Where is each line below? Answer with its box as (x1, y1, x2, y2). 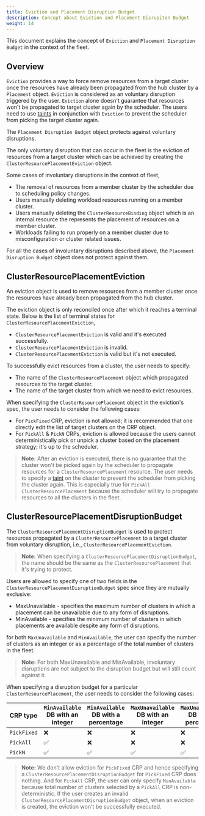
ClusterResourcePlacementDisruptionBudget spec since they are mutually (6, 584, 190, 591)
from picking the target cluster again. (6, 117, 99, 124)
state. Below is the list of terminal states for (6, 312, 115, 320)
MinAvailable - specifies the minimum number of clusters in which (15, 615, 181, 622)
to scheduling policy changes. (15, 190, 91, 197)
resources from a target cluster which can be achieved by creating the (6, 153, 184, 161)
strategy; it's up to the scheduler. (15, 443, 99, 450)
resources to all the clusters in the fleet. (21, 494, 121, 501)
